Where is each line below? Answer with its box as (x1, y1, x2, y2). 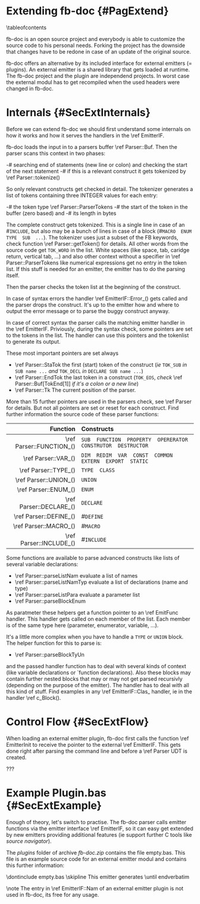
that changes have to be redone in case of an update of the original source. (6, 48, 192, 55)
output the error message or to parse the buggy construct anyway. (6, 307, 170, 314)
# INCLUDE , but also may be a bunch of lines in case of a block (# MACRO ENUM (6, 227, 192, 235)
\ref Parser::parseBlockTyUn (14, 651, 85, 658)
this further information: (6, 862, 64, 869)
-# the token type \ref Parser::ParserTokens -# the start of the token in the (6, 203, 188, 210)
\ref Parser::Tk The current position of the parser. (14, 386, 136, 394)
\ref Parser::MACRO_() (12, 522, 76, 530)
